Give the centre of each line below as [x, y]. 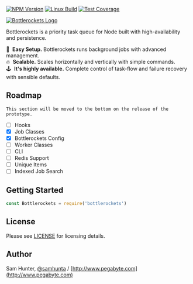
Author [19, 254]
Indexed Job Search [39, 171]
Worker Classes [34, 145]
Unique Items [31, 165]
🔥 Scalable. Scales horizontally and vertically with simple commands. [91, 62]
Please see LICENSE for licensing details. [56, 236]
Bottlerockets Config [39, 138]
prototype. [19, 114]
